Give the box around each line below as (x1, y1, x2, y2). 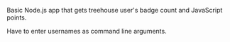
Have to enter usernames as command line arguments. (6, 27, 168, 35)
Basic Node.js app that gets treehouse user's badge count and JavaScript (6, 6, 223, 14)
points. (6, 13, 27, 22)
